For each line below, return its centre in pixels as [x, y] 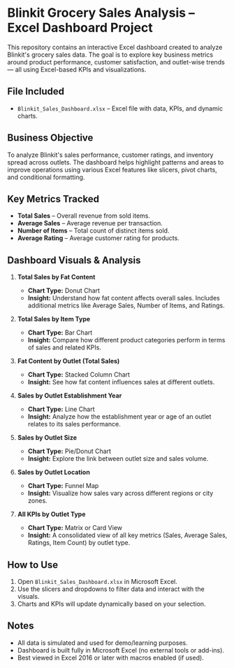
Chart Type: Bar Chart [60, 333]
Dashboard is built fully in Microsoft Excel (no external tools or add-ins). [121, 650]
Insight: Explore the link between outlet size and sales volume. [118, 459]
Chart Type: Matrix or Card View [75, 528]
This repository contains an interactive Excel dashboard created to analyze [115, 47]
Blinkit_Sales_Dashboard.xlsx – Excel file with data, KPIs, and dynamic [120, 108]
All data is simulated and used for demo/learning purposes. [103, 643]
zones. [37, 501]
